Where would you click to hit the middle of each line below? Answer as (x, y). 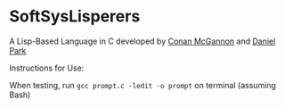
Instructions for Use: (47, 68)
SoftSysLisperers (75, 17)
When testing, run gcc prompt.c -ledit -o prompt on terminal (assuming (142, 85)
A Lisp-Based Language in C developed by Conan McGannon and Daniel (142, 41)
